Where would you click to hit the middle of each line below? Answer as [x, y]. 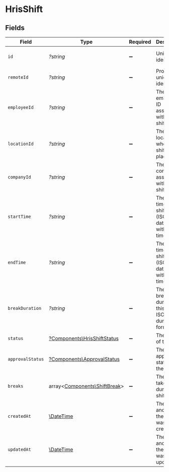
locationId [21, 144]
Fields [15, 28]
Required [140, 42]
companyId [19, 177]
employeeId [21, 107]
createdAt [19, 416]
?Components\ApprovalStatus [84, 359]
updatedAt [19, 450]
